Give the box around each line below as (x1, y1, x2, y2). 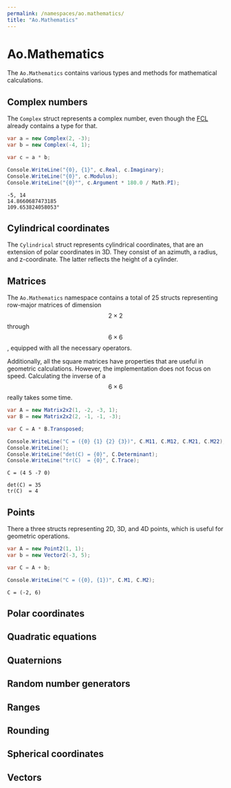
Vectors (7, 771, 42, 783)
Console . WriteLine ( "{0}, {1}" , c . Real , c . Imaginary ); (7, 166, 165, 173)
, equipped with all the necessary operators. (7, 344, 132, 352)
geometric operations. (7, 532, 70, 541)
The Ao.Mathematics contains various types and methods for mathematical (7, 69, 218, 77)
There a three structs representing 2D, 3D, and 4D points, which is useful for (7, 525, 223, 533)
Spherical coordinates (7, 748, 104, 760)
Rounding (7, 725, 49, 736)
